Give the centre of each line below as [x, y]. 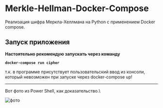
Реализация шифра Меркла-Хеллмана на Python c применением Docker [80, 22]
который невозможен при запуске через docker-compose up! [69, 77]
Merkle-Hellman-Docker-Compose [77, 8]
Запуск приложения [37, 42]
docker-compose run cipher [32, 63]
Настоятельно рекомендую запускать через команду [63, 54]
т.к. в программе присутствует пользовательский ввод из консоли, [75, 72]
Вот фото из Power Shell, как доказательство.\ [53, 91]
